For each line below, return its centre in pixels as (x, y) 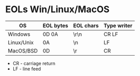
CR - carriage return (34, 63)
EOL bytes (55, 26)
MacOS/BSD (23, 50)
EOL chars (86, 26)
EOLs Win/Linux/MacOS (57, 9)
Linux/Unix (21, 42)
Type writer (118, 26)
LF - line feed (27, 69)
